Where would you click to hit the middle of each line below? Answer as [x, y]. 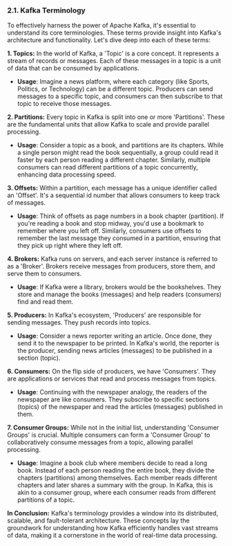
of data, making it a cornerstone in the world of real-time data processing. [112, 536]
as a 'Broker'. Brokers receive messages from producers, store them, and [111, 266]
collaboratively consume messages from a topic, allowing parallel [100, 442]
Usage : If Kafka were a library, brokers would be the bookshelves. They [119, 287]
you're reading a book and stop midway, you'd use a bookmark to [110, 224]
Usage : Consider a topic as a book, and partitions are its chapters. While [120, 145]
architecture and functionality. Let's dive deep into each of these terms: [109, 40]
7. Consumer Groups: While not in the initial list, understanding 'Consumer [113, 428]
